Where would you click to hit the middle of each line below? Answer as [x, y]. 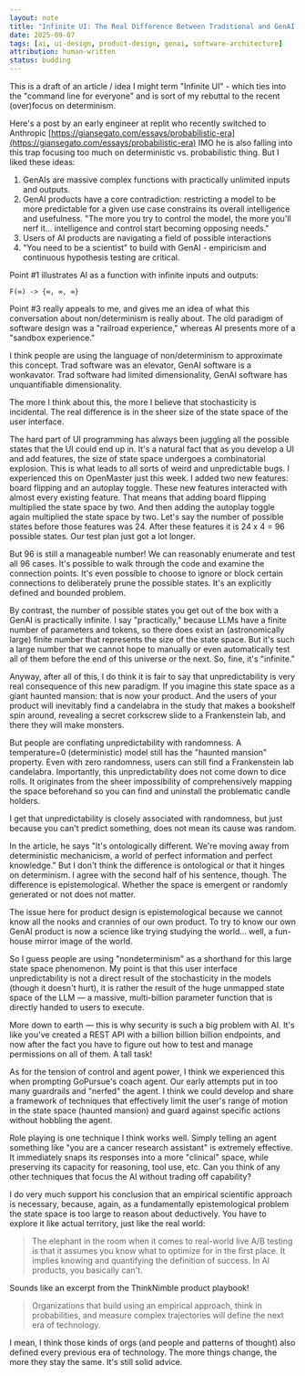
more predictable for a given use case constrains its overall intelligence [156, 209]
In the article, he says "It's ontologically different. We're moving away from [149, 846]
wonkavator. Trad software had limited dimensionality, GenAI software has [149, 375]
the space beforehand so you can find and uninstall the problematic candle [150, 791]
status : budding [40, 60]
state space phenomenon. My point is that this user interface [124, 969]
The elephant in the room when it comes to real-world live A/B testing [162, 1241]
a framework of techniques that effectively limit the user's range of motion [149, 1101]
